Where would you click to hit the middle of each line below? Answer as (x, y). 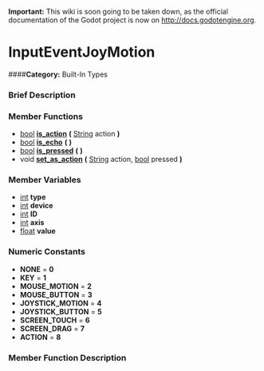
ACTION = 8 (40, 337)
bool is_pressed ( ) (51, 151)
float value (37, 231)
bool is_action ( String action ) (70, 134)
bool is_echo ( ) (46, 142)
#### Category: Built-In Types (58, 74)
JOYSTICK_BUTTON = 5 (61, 311)
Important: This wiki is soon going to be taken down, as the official (118, 12)
